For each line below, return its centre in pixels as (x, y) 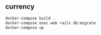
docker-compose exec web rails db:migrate (50, 23)
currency (20, 7)
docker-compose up (24, 27)
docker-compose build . (30, 18)
